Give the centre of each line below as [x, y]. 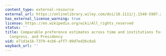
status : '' [16, 28]
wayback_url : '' [22, 46]
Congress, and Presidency [36, 37]
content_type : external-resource [40, 9]
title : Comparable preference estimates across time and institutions [79, 32]
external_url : [20, 14]
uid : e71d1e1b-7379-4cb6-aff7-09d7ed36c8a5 [51, 41]
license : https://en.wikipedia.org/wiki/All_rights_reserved [69, 23]
